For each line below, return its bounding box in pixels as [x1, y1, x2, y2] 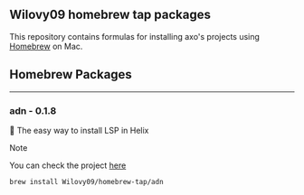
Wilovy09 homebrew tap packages [9, 7, 211, 23]
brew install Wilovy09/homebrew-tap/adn [9, 177, 165, 186]
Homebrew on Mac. [9, 41, 83, 51]
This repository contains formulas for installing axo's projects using [9, 31, 261, 42]
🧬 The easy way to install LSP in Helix [9, 125, 149, 135]
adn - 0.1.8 [9, 104, 57, 116]
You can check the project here [9, 160, 127, 171]
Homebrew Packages [9, 67, 133, 82]
